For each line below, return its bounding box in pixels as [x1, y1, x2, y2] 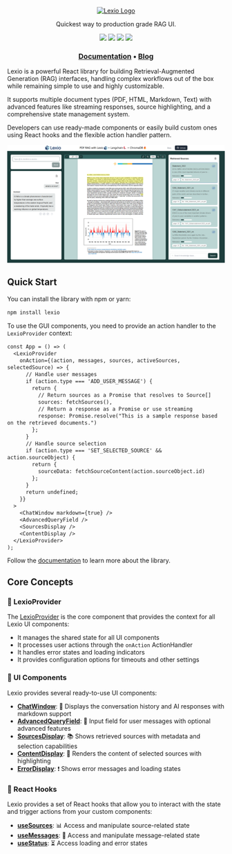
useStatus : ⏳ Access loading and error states [17, 839, 148, 847]
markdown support [17, 709, 72, 718]
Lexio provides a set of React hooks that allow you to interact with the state [7, 800, 221, 808]
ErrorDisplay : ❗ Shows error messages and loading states [17, 764, 181, 772]
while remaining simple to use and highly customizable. [7, 82, 164, 90]
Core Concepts [7, 576, 74, 588]
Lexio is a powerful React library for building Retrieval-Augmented [7, 67, 195, 75]
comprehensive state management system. [7, 110, 130, 118]
